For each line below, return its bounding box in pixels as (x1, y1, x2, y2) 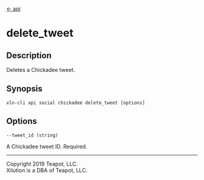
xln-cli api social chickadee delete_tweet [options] (6, 100, 146, 106)
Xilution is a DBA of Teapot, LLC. (6, 166, 88, 174)
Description (6, 50, 52, 60)
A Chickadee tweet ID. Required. (6, 143, 87, 150)
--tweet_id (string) (6, 132, 59, 138)
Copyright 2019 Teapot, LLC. (6, 160, 78, 167)
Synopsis (6, 84, 42, 94)
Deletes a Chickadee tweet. (6, 66, 75, 73)
